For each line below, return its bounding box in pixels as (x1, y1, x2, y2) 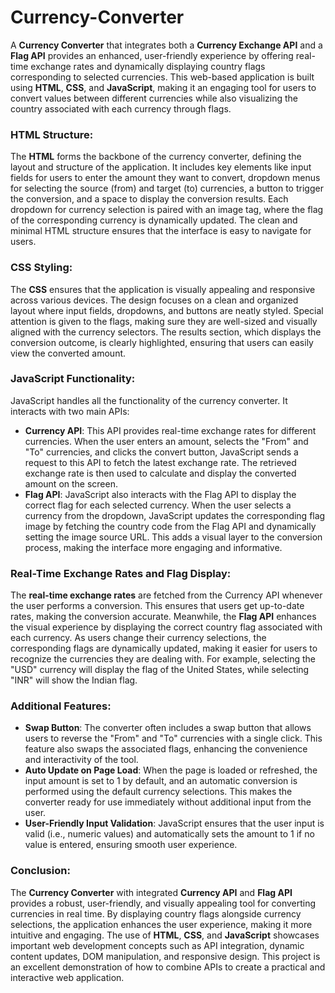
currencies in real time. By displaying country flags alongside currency (10, 907, 302, 920)
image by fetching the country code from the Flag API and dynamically (24, 520, 317, 532)
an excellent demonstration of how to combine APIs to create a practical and (10, 961, 326, 973)
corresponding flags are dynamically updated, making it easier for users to (10, 642, 318, 655)
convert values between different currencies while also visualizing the (10, 92, 299, 104)
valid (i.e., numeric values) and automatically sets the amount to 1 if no (24, 828, 315, 840)
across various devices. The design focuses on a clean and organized (10, 294, 299, 306)
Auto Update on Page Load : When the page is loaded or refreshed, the (24, 764, 318, 776)
